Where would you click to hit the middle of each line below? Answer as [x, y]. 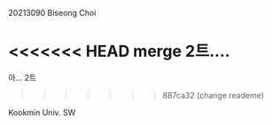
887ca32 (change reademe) [214, 95]
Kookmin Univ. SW [42, 112]
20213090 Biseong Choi [52, 13]
